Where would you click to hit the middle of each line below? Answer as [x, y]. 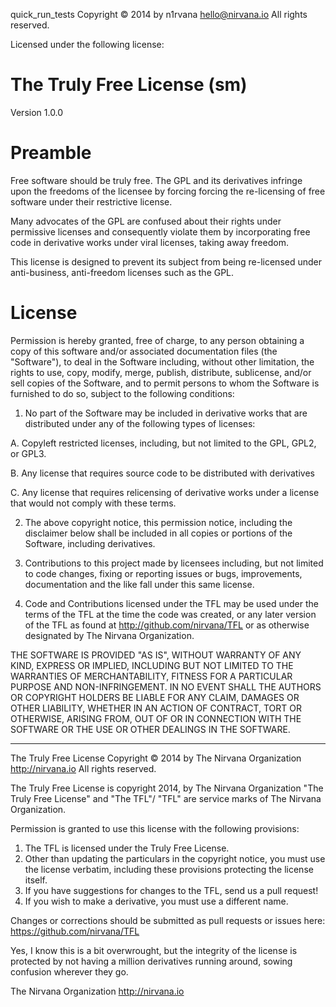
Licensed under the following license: [87, 44]
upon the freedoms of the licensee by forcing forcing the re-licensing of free [168, 191]
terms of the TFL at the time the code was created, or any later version [170, 614]
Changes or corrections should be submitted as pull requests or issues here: [168, 920]
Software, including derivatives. [90, 543]
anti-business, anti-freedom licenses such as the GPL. [122, 272]
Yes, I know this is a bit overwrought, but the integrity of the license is [154, 950]
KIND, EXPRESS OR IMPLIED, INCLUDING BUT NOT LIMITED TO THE [152, 665]
